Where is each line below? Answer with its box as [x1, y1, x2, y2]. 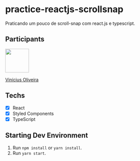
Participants [5, 35, 44, 44]
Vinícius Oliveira [5, 76, 39, 83]
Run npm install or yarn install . [12, 144, 82, 150]
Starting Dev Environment [5, 131, 88, 140]
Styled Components [12, 110, 54, 116]
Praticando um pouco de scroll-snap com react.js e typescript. [5, 20, 135, 26]
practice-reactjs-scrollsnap [5, 4, 123, 15]
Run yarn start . [12, 150, 46, 156]
